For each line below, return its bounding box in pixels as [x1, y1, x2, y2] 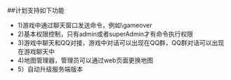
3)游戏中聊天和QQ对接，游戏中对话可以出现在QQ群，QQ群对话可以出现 [17, 39, 225, 47]
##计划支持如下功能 [7, 6, 65, 14]
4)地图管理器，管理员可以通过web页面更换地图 [17, 56, 153, 65]
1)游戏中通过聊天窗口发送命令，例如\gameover [17, 21, 152, 29]
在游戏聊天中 [17, 48, 55, 55]
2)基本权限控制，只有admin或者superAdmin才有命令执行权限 [17, 30, 194, 38]
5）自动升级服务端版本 [17, 65, 84, 73]
